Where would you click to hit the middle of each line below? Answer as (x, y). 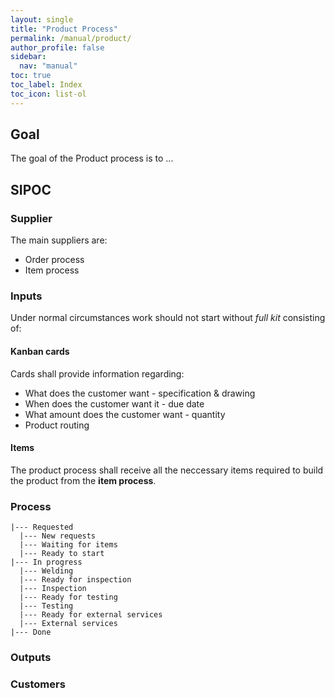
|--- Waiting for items (68, 545)
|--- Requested (42, 527)
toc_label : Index (46, 85)
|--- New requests (58, 536)
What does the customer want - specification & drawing (140, 393)
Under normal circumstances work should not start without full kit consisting (168, 318)
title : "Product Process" (64, 29)
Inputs (26, 296)
